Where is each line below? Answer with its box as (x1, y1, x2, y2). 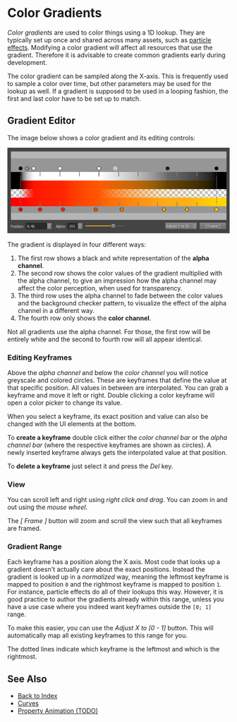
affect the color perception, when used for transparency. (17, 283, 183, 292)
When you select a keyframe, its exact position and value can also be (7, 412, 209, 420)
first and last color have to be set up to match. (7, 94, 141, 103)
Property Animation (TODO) (17, 706, 99, 715)
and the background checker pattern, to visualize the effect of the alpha (17, 298, 227, 307)
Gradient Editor (7, 115, 75, 127)
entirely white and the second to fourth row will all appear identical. (7, 335, 203, 343)
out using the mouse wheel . (7, 503, 88, 512)
